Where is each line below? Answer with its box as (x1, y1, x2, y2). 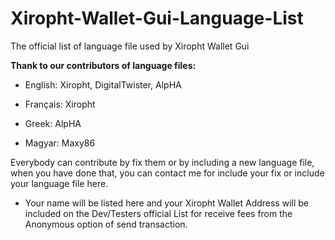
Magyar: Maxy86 (24, 137, 96, 149)
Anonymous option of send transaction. (24, 218, 188, 230)
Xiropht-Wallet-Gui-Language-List (10, 7, 304, 30)
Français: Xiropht (24, 98, 96, 110)
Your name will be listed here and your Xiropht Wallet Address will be (24, 197, 309, 209)
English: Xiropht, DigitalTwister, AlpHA (24, 78, 182, 91)
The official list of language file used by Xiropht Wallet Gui (10, 40, 250, 52)
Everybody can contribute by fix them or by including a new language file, (10, 156, 315, 168)
